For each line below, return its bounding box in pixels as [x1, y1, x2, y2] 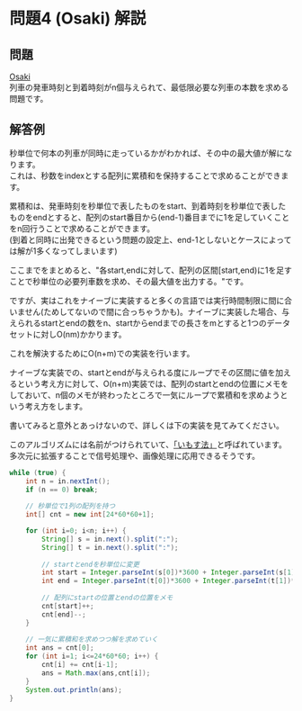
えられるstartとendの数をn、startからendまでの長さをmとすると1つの [9, 317, 267, 328]
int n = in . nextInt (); [25, 476, 111, 486]
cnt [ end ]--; [41, 609, 87, 619]
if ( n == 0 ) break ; [25, 485, 99, 494]
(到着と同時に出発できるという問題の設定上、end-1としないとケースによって [9, 234, 292, 245]
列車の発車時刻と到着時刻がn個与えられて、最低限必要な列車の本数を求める [9, 82, 289, 93]
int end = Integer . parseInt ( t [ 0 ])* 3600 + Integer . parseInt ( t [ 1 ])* [41, 577, 296, 586]
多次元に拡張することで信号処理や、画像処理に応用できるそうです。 [9, 450, 261, 461]
